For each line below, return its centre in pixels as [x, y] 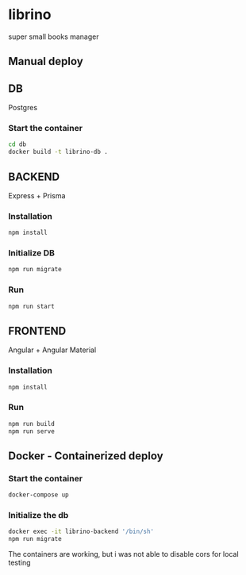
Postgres [23, 108]
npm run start [32, 306]
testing [19, 563]
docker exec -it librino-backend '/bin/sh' [81, 532]
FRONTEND [37, 331]
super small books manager [54, 36]
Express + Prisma [37, 195]
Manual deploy [46, 61]
